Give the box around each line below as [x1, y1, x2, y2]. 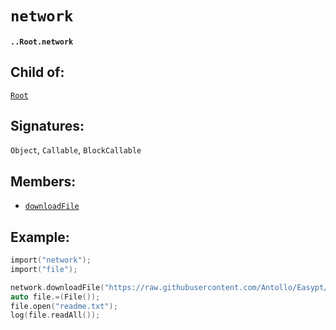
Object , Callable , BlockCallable [10, 144, 142, 156]
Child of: [10, 64, 65, 81]
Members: [10, 173, 77, 190]
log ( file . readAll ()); [10, 310, 101, 321]
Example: [10, 228, 70, 246]
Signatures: [10, 117, 85, 134]
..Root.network [10, 37, 74, 47]
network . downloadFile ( [10, 282, 105, 292]
